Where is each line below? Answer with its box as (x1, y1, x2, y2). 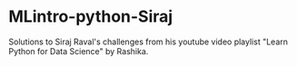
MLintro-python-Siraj (8, 6, 173, 27)
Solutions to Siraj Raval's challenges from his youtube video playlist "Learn (8, 36, 288, 47)
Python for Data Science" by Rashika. (8, 45, 149, 56)
